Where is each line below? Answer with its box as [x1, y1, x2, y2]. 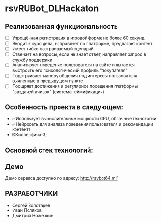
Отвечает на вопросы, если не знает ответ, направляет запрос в [12, 51, 146, 57]
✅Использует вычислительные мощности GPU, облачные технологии [12, 116, 157, 122]
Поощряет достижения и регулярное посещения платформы [12, 83, 138, 89]
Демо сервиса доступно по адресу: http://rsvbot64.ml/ [5, 175, 118, 181]
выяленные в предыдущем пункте [12, 78, 83, 84]
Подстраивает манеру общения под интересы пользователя [12, 73, 138, 79]
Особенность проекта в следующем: [5, 103, 124, 111]
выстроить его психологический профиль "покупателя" [12, 67, 128, 73]
